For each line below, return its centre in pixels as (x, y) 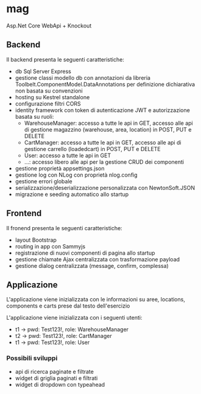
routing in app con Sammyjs (50, 246)
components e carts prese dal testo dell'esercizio (68, 306)
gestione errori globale (44, 181)
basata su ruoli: (34, 116)
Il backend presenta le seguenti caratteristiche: (65, 59)
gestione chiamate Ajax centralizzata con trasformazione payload (97, 259)
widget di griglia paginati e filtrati (56, 378)
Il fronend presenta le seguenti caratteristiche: (65, 228)
